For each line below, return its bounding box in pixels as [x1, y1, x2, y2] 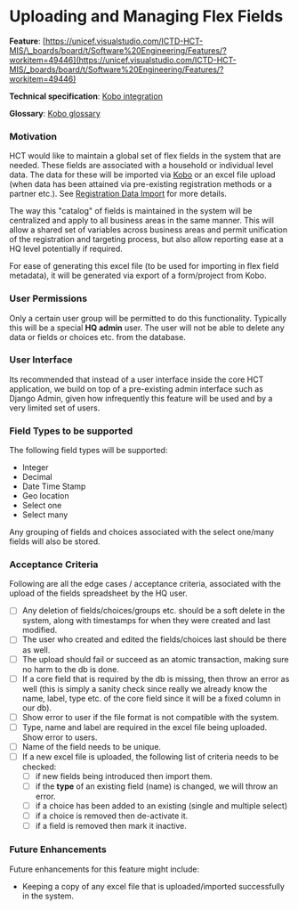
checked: [21, 761, 57, 772]
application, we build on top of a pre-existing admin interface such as [9, 383, 264, 394]
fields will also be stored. [9, 536, 101, 547]
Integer [21, 462, 49, 473]
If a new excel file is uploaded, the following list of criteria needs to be [21, 751, 279, 762]
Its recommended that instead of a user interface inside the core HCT [9, 374, 264, 385]
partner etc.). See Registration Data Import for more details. [9, 189, 227, 199]
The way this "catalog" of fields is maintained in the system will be [9, 206, 253, 216]
